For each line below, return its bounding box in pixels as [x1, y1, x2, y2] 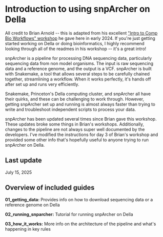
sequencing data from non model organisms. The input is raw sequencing [5, 60, 154, 66]
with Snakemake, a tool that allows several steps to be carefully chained [5, 71, 150, 77]
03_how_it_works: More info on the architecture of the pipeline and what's [5, 221, 156, 227]
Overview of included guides [5, 184, 95, 192]
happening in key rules [5, 226, 51, 232]
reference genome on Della [5, 202, 60, 208]
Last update [5, 156, 42, 165]
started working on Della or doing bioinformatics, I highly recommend [5, 40, 145, 46]
